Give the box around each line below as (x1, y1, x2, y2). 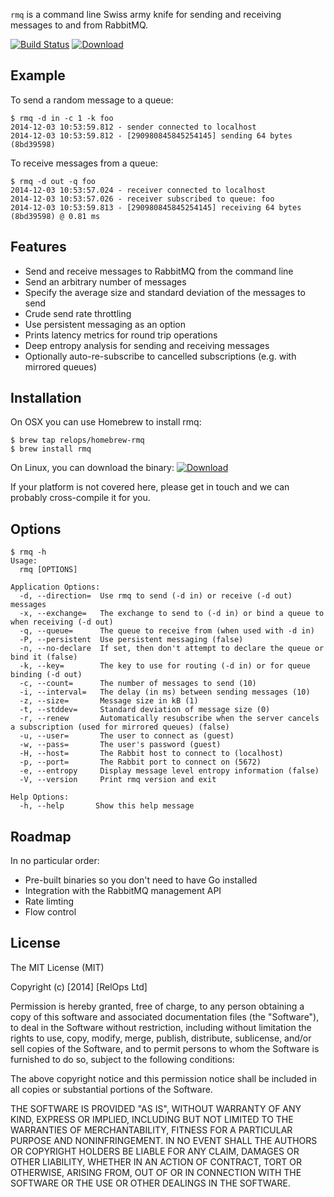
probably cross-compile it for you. (10, 492, 151, 504)
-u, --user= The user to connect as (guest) (19, 731, 235, 741)
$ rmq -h (10, 547, 47, 558)
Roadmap (10, 828, 72, 845)
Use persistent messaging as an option (24, 318, 186, 330)
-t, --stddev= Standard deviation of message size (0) (19, 705, 271, 715)
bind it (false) (10, 652, 78, 663)
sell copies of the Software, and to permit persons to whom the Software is (10, 1042, 320, 1054)
